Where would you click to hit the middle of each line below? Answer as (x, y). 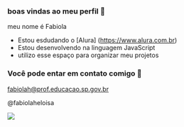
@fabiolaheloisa (31, 102)
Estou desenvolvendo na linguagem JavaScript (86, 48)
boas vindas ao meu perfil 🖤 (56, 11)
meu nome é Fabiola (37, 27)
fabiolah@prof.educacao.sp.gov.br (58, 89)
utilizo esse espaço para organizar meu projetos (88, 55)
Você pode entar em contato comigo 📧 (75, 73)
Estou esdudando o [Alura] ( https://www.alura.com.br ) (97, 40)
